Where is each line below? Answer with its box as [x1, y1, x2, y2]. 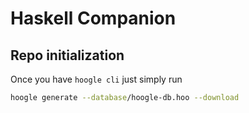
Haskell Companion [10, 7, 177, 30]
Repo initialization [10, 47, 125, 64]
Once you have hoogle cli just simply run [10, 73, 183, 85]
